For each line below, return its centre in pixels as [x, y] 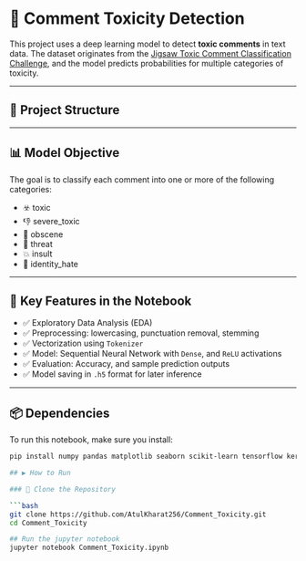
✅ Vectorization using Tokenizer [83, 343]
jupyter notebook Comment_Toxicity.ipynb [89, 548]
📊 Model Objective [65, 153]
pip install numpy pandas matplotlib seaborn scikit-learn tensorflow [146, 457]
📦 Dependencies [60, 413]
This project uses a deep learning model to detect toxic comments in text [148, 44]
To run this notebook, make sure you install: [91, 440]
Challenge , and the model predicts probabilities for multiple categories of [147, 63]
